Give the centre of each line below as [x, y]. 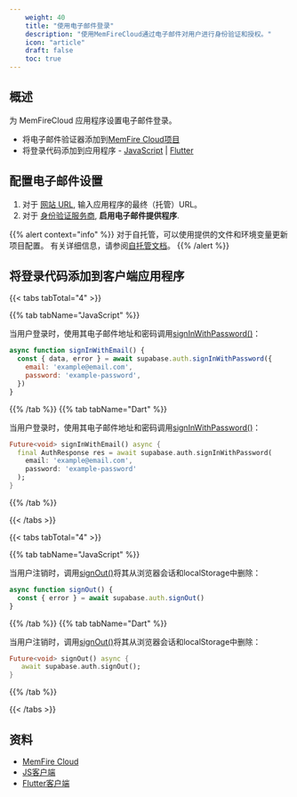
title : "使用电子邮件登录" [70, 26]
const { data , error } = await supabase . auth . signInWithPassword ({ [145, 359]
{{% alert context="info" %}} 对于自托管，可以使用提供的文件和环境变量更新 [148, 234]
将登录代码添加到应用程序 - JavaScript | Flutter [108, 150]
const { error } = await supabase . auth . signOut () [111, 598]
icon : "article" [56, 42]
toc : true [44, 59]
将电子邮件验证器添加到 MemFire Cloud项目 [101, 139]
